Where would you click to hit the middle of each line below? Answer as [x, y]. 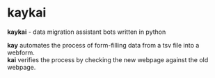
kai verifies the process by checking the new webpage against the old [108, 59]
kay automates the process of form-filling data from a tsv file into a [103, 45]
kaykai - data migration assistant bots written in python [87, 32]
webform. [21, 52]
